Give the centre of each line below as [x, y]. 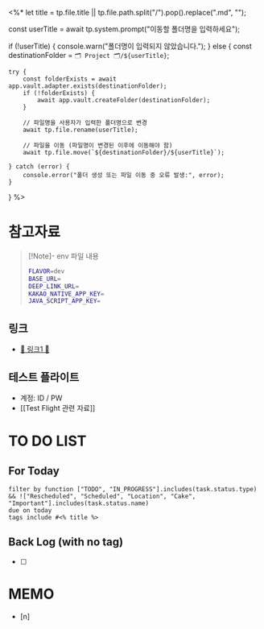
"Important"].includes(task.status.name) [79, 503]
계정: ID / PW [41, 398]
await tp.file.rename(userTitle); [80, 130]
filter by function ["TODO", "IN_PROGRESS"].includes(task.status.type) [133, 489]
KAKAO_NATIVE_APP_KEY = [66, 294]
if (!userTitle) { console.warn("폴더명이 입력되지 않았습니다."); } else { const [130, 46]
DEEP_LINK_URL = [54, 286]
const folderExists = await [70, 79]
